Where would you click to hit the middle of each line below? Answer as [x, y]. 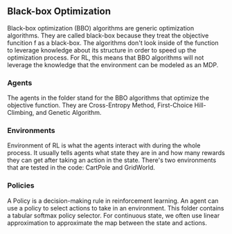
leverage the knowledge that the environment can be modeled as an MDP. [113, 64]
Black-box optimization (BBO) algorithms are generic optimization [101, 28]
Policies [21, 186]
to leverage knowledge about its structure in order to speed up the [102, 50]
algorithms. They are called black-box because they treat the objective [108, 35]
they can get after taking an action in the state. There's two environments [112, 160]
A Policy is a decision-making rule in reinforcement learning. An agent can [113, 201]
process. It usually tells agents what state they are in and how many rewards [116, 153]
